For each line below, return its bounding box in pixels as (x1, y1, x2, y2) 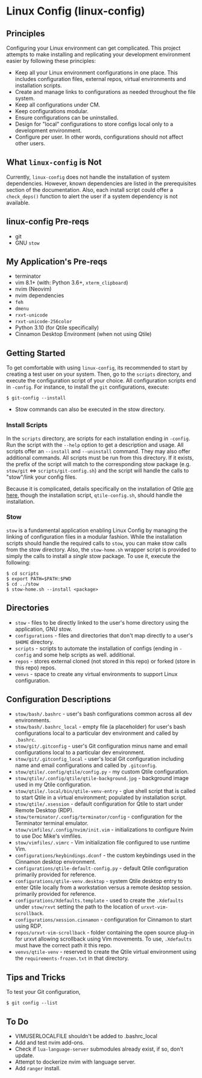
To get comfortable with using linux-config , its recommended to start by (6, 364, 188, 372)
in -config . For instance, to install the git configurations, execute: (6, 383, 169, 391)
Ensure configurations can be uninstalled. (14, 114, 119, 121)
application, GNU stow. (14, 625, 72, 633)
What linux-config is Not (6, 157, 102, 168)
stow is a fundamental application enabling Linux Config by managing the (6, 527, 188, 534)
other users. (14, 140, 45, 146)
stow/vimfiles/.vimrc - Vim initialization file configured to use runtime (14, 839, 191, 846)
